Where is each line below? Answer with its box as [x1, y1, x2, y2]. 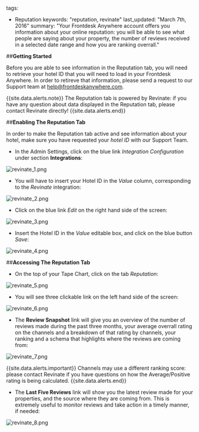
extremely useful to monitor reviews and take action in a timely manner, [14, 401, 190, 408]
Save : [14, 236, 29, 243]
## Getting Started [6, 53, 52, 59]
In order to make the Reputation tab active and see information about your [6, 130, 187, 137]
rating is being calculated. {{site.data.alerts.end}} [6, 377, 127, 384]
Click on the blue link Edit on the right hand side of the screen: [14, 207, 168, 214]
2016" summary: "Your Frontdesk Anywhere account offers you [14, 23, 170, 29]
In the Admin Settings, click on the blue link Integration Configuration [14, 148, 184, 155]
